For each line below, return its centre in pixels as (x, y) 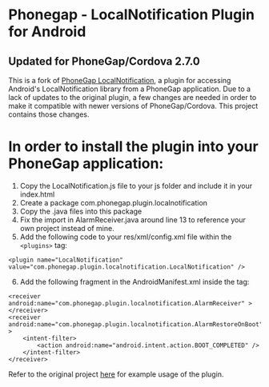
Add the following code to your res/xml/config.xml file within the (126, 237)
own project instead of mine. (67, 228)
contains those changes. (49, 114)
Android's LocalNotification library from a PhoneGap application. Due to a (129, 89)
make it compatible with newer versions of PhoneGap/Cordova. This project (133, 106)
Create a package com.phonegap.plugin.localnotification (114, 202)
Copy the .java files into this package (81, 211)
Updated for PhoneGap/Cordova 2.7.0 (104, 61)
